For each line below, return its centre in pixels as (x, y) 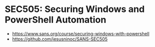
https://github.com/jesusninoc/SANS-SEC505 (60, 39)
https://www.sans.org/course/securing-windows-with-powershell (81, 33)
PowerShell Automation (56, 20)
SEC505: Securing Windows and (75, 9)
